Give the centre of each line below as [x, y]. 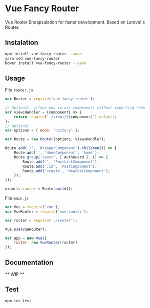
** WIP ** [15, 274]
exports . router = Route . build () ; [39, 189]
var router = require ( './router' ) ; [41, 220]
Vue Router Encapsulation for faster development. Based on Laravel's [75, 22]
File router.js [19, 90]
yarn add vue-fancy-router [32, 58]
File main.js [17, 198]
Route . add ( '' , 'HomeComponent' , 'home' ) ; [56, 153]
